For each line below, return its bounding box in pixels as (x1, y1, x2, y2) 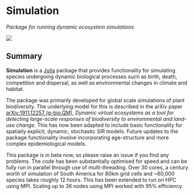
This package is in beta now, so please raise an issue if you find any (6, 151, 169, 158)
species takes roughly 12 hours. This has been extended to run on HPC (6, 176, 177, 183)
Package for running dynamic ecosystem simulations (6, 23, 134, 30)
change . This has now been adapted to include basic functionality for (16, 121, 183, 128)
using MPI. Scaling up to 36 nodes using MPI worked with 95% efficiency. (6, 182, 184, 189)
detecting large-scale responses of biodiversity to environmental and (6, 115, 173, 122)
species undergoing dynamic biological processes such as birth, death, (6, 73, 178, 80)
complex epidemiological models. (6, 140, 87, 147)
